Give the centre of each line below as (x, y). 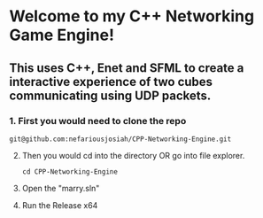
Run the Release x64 (60, 205)
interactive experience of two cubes (111, 82)
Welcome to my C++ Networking (132, 16)
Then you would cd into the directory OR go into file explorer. (133, 155)
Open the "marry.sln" (61, 188)
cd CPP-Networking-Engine (70, 171)
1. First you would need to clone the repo (98, 121)
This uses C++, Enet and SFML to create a (127, 68)
